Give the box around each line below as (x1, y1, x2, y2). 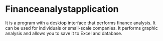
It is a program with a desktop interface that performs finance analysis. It (5, 20, 155, 26)
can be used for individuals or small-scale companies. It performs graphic (5, 25, 158, 31)
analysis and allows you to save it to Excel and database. (5, 30, 123, 36)
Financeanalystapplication (5, 3, 119, 15)
